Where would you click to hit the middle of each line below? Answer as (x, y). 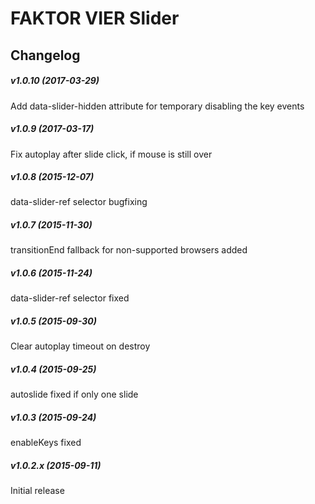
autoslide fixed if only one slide (74, 394)
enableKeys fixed (46, 443)
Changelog (45, 55)
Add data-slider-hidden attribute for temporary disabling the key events (157, 106)
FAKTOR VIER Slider (95, 18)
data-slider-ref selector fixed (70, 298)
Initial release (37, 491)
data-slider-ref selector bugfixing (79, 202)
